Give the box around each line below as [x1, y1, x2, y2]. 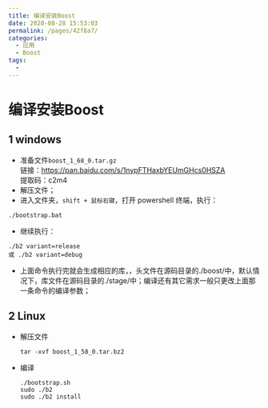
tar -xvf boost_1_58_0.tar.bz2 [19, 347, 125, 356]
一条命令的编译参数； [19, 286, 90, 295]
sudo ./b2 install [19, 393, 82, 401]
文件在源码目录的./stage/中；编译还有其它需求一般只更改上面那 [47, 275, 256, 285]
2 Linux [8, 310, 46, 323]
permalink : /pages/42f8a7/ [8, 26, 98, 34]
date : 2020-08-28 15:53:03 [8, 19, 98, 27]
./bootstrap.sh [19, 378, 71, 386]
